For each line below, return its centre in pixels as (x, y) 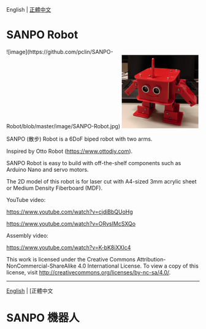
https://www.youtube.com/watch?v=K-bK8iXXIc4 (69, 247)
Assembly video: (28, 235)
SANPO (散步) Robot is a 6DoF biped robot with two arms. (79, 139)
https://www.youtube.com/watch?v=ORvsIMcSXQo (71, 223)
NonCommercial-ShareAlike (41, 266)
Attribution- (151, 259)
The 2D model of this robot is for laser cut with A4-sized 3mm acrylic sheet (102, 181)
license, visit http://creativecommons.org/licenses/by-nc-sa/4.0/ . (89, 272)
